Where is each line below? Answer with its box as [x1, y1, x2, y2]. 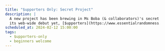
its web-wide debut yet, [9, 20, 60, 26]
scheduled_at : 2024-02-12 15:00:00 [5, 25, 78, 30]
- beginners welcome [9, 39, 52, 44]
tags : [5, 30, 16, 34]
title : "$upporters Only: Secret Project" [5, 7, 93, 12]
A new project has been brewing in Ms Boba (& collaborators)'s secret [9, 16, 160, 21]
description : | [5, 12, 36, 17]
